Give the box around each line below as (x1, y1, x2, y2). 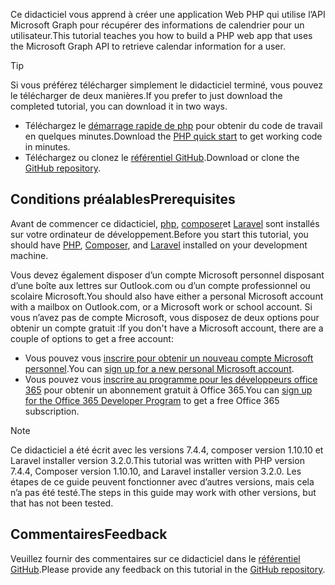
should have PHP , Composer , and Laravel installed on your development (10, 239, 308, 251)
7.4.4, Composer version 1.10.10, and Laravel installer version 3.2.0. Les (10, 465, 302, 477)
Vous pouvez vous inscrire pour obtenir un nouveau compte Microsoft (24, 352, 314, 364)
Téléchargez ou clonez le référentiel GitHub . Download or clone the (24, 152, 300, 163)
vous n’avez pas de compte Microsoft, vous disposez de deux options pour (10, 311, 320, 323)
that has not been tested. (10, 497, 114, 509)
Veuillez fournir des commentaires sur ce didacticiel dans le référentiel (10, 552, 301, 564)
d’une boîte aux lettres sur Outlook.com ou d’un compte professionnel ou (10, 279, 311, 291)
